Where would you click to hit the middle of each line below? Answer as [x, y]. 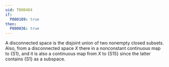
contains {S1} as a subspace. [35, 59]
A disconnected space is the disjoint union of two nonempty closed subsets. [84, 43]
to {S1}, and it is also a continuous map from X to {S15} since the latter [78, 54]
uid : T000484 [19, 10]
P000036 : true [24, 29]
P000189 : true [24, 19]
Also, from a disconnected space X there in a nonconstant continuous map [83, 48]
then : [11, 24]
